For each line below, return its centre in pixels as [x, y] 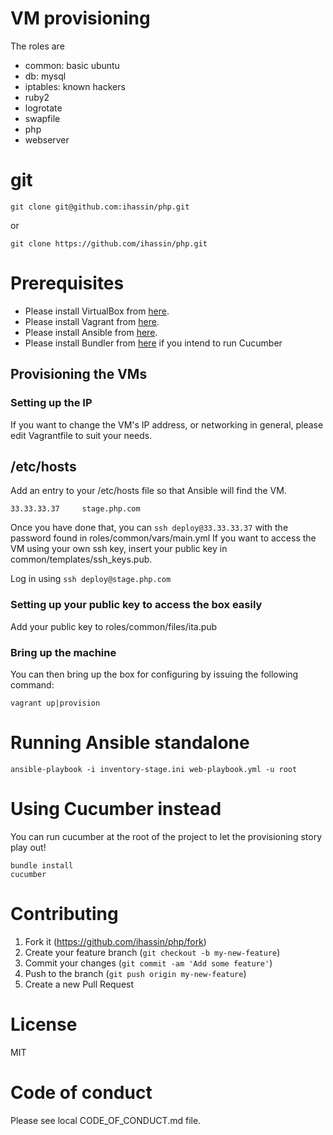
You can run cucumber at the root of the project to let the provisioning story [166, 836]
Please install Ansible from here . [91, 332]
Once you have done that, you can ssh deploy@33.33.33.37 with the [149, 528]
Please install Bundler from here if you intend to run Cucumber [153, 343]
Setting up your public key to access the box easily [136, 605]
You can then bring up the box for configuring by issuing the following [154, 674]
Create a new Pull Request [79, 984]
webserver [47, 139]
